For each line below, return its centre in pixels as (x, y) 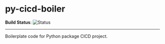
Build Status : (18, 22)
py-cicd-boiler (35, 9)
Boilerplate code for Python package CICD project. (56, 36)
